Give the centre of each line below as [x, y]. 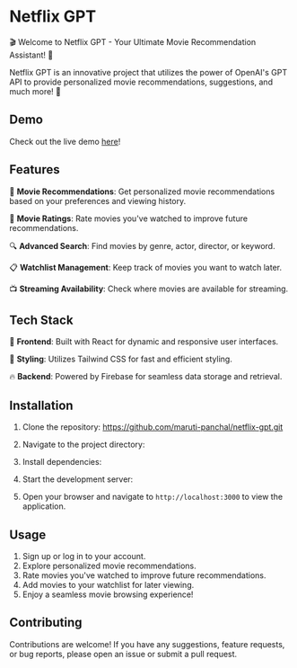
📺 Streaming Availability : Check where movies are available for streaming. [149, 289]
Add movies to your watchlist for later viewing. [108, 585]
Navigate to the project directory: [83, 445]
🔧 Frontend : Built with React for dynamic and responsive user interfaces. [144, 342]
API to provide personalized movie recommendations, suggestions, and [141, 82]
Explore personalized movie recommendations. [109, 566]
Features [35, 169]
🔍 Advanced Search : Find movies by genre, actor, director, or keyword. [142, 245]
